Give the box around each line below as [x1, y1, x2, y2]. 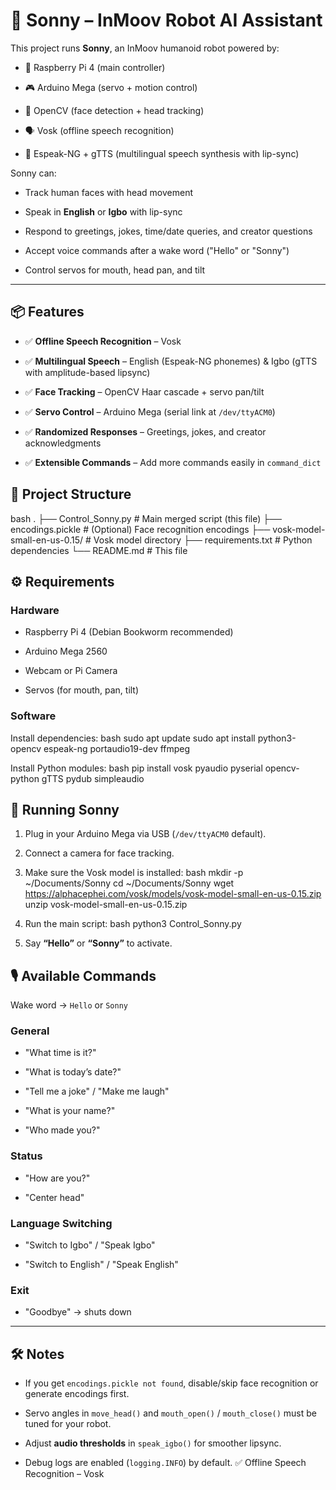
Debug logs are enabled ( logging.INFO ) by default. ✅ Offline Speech [24, 1457, 307, 1469]
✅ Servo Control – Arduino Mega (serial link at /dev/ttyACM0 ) [24, 405, 276, 418]
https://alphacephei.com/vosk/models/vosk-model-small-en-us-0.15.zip [24, 888, 322, 900]
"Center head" [24, 1191, 85, 1203]
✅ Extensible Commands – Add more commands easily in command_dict [24, 456, 322, 468]
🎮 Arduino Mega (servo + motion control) [24, 81, 198, 93]
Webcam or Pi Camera [24, 665, 118, 677]
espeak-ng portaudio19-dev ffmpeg [43, 742, 191, 754]
